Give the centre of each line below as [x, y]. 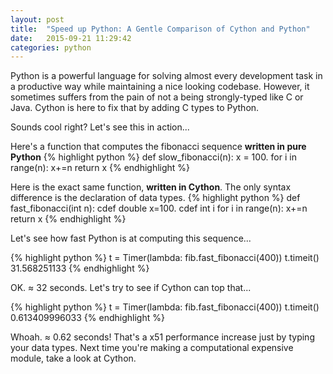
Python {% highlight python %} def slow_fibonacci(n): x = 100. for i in [153, 157]
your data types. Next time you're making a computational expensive [152, 348]
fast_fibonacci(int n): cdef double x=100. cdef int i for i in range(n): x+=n [159, 208]
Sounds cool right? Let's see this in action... [100, 127]
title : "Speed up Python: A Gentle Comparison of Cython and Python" [160, 29]
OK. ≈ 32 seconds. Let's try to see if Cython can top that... [131, 288]
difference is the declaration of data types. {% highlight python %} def [155, 198]
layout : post [37, 19]
